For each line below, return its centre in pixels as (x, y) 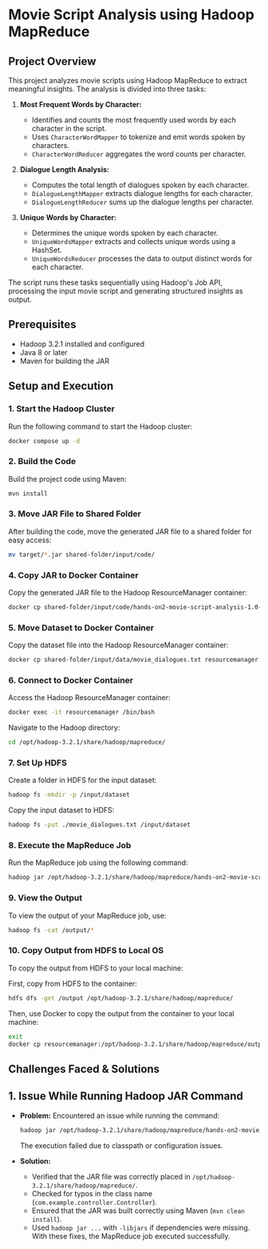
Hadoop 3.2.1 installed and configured (82, 344)
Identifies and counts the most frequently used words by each (134, 120)
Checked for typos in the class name (92, 1193)
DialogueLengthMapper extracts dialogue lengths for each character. (142, 193)
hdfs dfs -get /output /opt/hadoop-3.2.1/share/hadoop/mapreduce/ (121, 998)
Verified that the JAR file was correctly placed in (111, 1176)
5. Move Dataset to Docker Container (81, 627)
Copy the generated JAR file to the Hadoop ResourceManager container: (128, 593)
